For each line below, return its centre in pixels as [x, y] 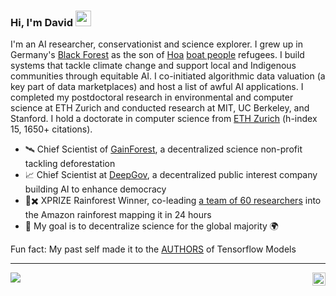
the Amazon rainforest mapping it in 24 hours [118, 215]
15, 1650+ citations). [51, 129]
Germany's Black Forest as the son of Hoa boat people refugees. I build [157, 55]
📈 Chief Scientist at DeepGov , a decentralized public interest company [171, 175]
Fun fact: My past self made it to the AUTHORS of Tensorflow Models [153, 249]
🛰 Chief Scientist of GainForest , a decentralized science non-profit [163, 149]
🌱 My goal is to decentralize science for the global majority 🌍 [151, 226]
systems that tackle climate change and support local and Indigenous [153, 66]
